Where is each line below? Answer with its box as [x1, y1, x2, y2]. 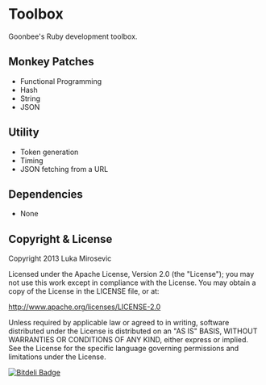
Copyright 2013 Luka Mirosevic [8, 253, 112, 263]
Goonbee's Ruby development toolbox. [8, 31, 138, 41]
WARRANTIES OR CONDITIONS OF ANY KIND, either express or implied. [8, 335, 248, 345]
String [19, 94, 41, 103]
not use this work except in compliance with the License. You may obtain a [8, 278, 256, 287]
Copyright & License [8, 232, 113, 246]
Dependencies [8, 187, 83, 201]
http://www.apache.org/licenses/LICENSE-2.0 [8, 302, 161, 312]
